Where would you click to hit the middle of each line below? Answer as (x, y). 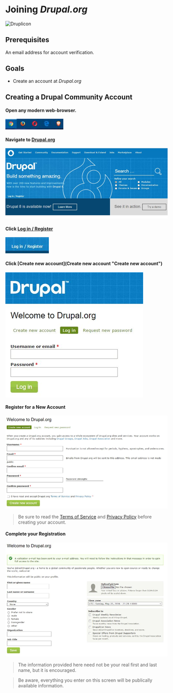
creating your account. (42, 522)
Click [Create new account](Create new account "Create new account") (84, 264)
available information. (41, 686)
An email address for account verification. (50, 52)
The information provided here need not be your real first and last (87, 665)
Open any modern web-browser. (41, 110)
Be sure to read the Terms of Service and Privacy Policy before (85, 516)
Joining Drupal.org (46, 10)
